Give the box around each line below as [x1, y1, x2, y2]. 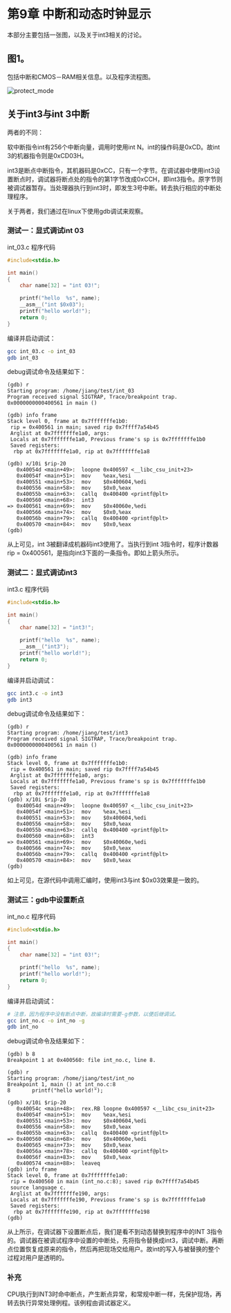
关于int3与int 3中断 [7, 108, 90, 120]
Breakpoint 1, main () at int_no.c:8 [7, 1081, 116, 1088]
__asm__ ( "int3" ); [19, 643, 70, 651]
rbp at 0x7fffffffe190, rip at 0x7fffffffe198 [13, 1208, 150, 1216]
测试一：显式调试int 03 [7, 226, 84, 236]
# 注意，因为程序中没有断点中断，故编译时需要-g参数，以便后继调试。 [7, 1011, 180, 1018]
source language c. [10, 1184, 67, 1192]
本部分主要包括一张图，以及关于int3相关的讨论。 [7, 31, 145, 39]
